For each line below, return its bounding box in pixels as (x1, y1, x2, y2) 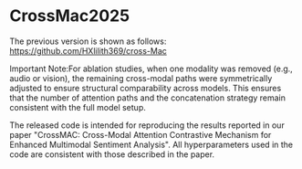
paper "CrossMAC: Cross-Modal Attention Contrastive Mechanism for (9, 129, 272, 140)
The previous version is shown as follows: (9, 36, 167, 47)
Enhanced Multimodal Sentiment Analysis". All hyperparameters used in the (9, 139, 294, 150)
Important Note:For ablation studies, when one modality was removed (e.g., (9, 63, 294, 74)
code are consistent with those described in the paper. (9, 148, 215, 160)
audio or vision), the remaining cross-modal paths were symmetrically (9, 72, 273, 83)
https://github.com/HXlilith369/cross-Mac (9, 45, 167, 56)
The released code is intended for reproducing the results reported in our (9, 120, 285, 131)
